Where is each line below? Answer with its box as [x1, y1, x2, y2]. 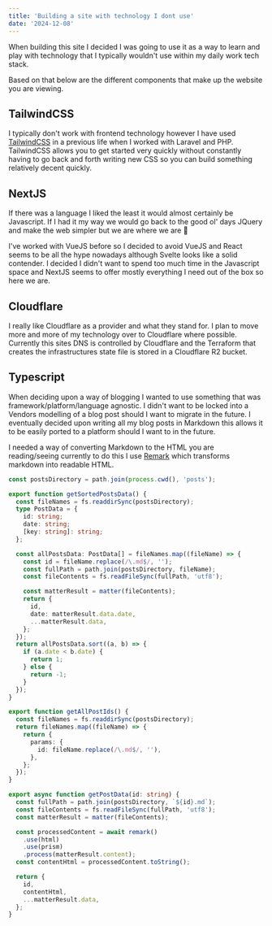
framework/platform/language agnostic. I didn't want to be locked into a [8, 400, 249, 411]
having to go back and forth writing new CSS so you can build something [8, 154, 253, 164]
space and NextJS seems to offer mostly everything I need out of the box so [8, 267, 264, 277]
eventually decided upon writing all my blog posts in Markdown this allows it [8, 418, 264, 428]
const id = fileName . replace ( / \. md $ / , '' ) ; [23, 558, 173, 566]
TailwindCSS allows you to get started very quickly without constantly [8, 146, 242, 155]
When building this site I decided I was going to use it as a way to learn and [8, 41, 261, 51]
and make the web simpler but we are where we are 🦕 [8, 225, 188, 236]
